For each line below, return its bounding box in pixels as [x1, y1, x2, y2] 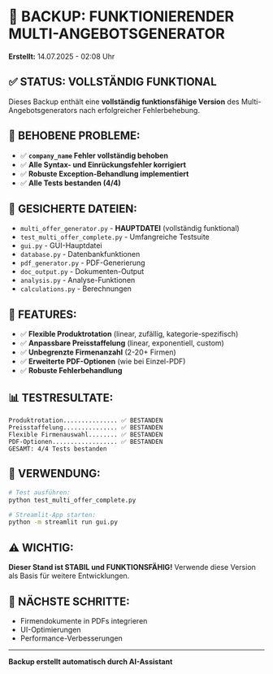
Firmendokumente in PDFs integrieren [19, 615, 148, 625]
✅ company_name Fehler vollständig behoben [19, 150, 169, 160]
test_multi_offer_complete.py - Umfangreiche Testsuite [19, 232, 210, 242]
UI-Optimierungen [19, 624, 81, 634]
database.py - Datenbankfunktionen [19, 250, 141, 259]
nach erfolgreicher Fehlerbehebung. [79, 105, 201, 115]
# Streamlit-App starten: [8, 511, 96, 519]
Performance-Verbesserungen [19, 633, 123, 643]
